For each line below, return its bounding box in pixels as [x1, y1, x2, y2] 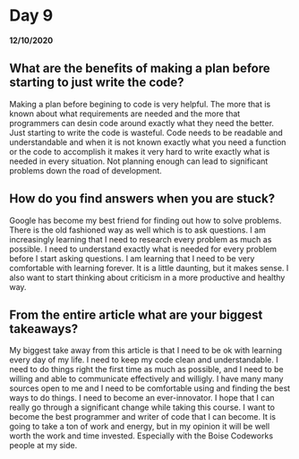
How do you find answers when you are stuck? [9, 191, 276, 207]
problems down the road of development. [9, 165, 163, 175]
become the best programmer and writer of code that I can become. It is [9, 412, 276, 422]
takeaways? [9, 321, 79, 336]
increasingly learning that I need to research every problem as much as [9, 234, 272, 244]
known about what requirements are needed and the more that [9, 108, 241, 119]
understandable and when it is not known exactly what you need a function [9, 136, 286, 148]
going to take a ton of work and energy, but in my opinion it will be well [9, 421, 270, 432]
